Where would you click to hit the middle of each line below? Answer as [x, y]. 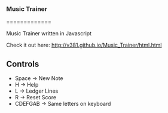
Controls [23, 64]
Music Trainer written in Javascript [49, 33]
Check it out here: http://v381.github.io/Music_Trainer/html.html [84, 45]
